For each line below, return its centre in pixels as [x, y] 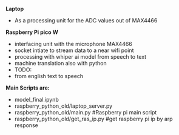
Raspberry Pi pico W [32, 32]
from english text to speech [49, 76]
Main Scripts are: [28, 88]
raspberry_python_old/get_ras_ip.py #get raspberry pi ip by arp [94, 119]
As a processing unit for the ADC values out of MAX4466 [86, 20]
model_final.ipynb [36, 100]
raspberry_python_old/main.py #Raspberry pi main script [86, 112]
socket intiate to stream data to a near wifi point [74, 50]
